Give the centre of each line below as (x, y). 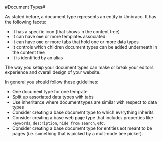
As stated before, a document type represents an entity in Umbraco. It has (81, 17)
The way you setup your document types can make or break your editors (80, 67)
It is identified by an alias (38, 58)
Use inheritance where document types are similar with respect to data (84, 102)
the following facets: (26, 22)
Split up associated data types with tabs (53, 97)
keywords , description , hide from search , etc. (59, 123)
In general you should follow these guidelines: (52, 82)
